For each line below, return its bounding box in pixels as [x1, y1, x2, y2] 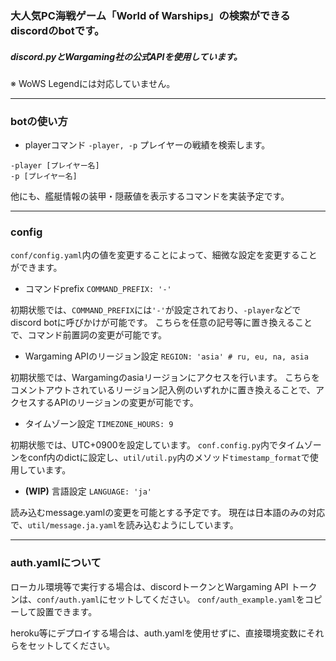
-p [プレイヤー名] [10, 172, 78, 182]
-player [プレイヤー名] [10, 161, 100, 171]
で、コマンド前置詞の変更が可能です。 [10, 329, 168, 341]
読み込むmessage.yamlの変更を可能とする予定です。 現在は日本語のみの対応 [10, 507, 326, 519]
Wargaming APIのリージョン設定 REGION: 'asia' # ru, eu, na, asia [24, 350, 309, 362]
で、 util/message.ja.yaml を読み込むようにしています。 [10, 519, 239, 531]
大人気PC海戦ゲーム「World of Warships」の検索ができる [10, 8, 291, 22]
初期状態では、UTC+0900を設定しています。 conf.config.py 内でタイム [10, 439, 305, 451]
